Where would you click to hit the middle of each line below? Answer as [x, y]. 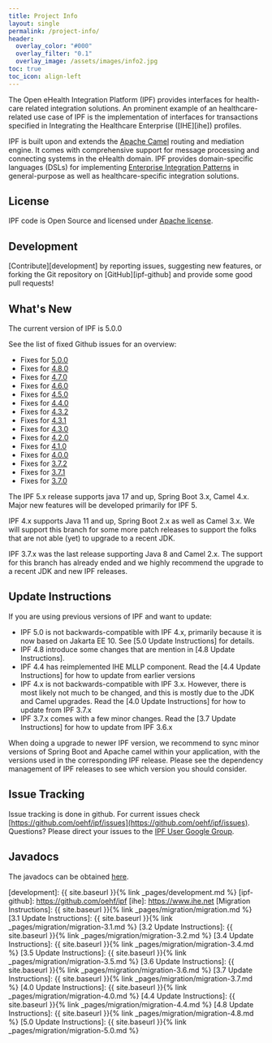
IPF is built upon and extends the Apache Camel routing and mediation [127, 141]
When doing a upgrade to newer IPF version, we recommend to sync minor [134, 743]
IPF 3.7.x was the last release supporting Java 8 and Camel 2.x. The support [136, 554]
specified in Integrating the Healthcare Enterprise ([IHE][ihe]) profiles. [125, 125]
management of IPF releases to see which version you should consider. [128, 768]
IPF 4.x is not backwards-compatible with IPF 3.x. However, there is [133, 684]
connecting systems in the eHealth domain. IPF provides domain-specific [131, 159]
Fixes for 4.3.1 [43, 420]
